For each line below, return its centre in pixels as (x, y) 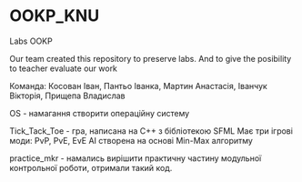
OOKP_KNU (55, 16)
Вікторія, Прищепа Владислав (67, 96)
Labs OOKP (31, 41)
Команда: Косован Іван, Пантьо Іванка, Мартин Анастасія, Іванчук (139, 86)
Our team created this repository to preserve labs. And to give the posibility (151, 58)
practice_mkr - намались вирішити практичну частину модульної (136, 158)
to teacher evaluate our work (64, 68)
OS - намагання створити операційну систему (100, 113)
